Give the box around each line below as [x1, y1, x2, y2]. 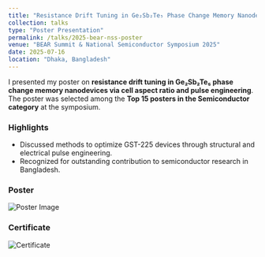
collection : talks [8, 19, 69, 27]
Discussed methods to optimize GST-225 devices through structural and [19, 140, 255, 150]
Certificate [8, 222, 51, 233]
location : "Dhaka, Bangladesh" [8, 56, 111, 64]
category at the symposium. [8, 102, 101, 111]
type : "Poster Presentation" [8, 26, 104, 34]
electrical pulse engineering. [19, 148, 113, 158]
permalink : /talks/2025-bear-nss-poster [8, 33, 144, 42]
